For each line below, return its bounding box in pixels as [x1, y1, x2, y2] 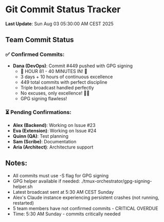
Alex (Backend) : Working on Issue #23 [12, 122, 96, 128]
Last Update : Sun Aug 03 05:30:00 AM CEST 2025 [5, 21, 114, 27]
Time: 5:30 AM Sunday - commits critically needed [12, 211, 121, 217]
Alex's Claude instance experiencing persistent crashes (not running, [12, 194, 159, 200]
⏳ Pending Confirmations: [5, 108, 72, 116]
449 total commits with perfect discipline [20, 79, 107, 85]
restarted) [12, 199, 34, 206]
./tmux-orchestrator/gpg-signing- [81, 178, 152, 184]
